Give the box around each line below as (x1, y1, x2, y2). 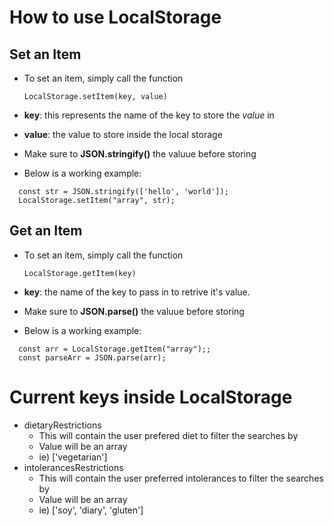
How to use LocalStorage (9, 6, 222, 29)
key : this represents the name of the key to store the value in (23, 109, 275, 121)
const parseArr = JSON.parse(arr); (18, 352, 167, 363)
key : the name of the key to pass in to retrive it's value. (23, 286, 251, 298)
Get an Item (9, 222, 83, 240)
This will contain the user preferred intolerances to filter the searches (38, 472, 324, 484)
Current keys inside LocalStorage (9, 386, 293, 408)
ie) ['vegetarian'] (38, 451, 108, 463)
